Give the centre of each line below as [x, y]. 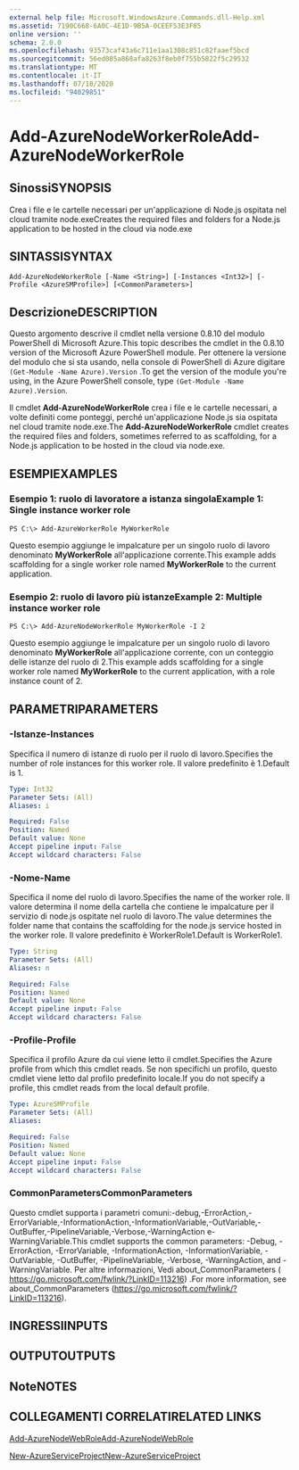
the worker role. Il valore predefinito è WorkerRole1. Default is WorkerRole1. [146, 935]
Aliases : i [29, 805]
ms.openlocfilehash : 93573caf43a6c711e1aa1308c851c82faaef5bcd [129, 51]
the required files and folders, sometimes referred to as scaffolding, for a [143, 436]
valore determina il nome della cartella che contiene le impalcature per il [142, 907]
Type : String [33, 952]
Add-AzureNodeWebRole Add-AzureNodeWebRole [101, 1438]
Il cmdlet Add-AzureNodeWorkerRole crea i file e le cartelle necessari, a [143, 408]
